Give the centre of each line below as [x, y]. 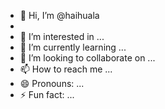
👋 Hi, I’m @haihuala [59, 15]
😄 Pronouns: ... [52, 83]
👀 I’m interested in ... [62, 36]
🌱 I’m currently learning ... [73, 47]
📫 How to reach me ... [66, 69]
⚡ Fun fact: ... [47, 94]
